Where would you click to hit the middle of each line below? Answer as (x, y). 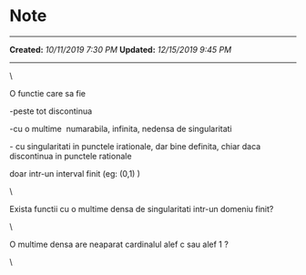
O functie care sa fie (48, 93)
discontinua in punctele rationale (71, 156)
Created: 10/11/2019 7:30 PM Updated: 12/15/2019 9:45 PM (121, 49)
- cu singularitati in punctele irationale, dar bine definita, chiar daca (135, 146)
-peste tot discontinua (51, 111)
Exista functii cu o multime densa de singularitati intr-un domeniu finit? (142, 209)
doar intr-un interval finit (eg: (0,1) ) (75, 173)
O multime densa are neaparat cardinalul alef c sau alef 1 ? (119, 244)
